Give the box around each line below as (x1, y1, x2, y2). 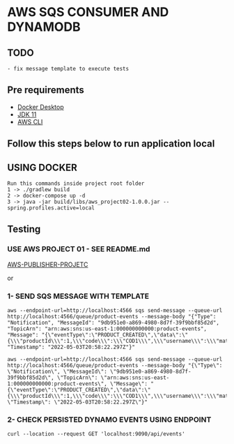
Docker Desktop (17, 103, 64, 111)
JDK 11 (17, 110, 37, 119)
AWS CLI (17, 117, 43, 126)
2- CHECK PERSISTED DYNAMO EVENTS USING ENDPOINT (7, 415, 212, 424)
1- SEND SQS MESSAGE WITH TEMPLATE (7, 291, 150, 301)
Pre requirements (7, 84, 85, 96)
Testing (7, 223, 41, 235)
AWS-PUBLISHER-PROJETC (7, 260, 88, 269)
